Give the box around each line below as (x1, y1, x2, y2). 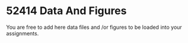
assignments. (6, 29, 39, 37)
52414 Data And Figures (6, 4, 127, 18)
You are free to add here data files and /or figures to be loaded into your (6, 24, 182, 31)
